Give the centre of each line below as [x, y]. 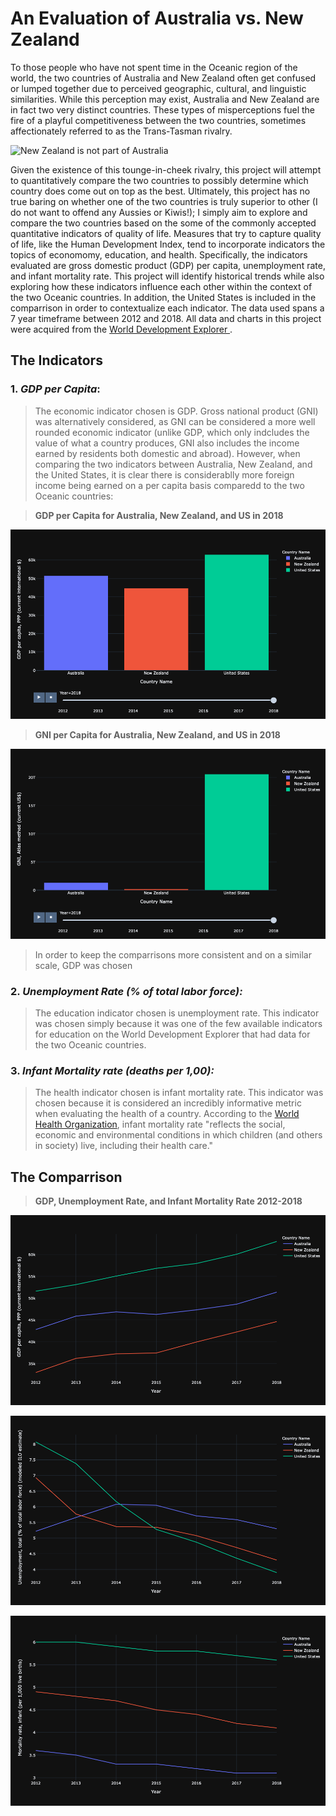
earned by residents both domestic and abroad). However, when [167, 453]
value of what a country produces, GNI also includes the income [167, 443]
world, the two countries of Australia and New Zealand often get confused [163, 78]
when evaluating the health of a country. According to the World [167, 1114]
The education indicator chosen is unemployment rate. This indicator [177, 1013]
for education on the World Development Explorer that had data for [172, 1034]
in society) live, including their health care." [124, 1146]
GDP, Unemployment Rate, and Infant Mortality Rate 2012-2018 [168, 1201]
